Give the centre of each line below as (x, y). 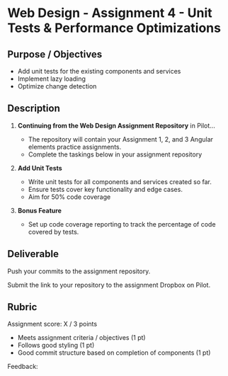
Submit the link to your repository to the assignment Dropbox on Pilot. (109, 285)
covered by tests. (53, 232)
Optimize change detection (57, 86)
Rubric (22, 307)
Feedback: (23, 367)
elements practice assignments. (75, 147)
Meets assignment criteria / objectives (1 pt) (82, 338)
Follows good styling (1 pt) (56, 346)
